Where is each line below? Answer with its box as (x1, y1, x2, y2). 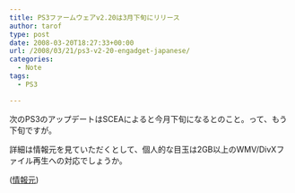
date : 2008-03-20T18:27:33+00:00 (9, 38, 134, 48)
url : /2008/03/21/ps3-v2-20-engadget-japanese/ (9, 47, 191, 56)
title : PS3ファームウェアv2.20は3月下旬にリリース (9, 13, 180, 22)
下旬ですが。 (9, 125, 56, 136)
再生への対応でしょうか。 (32, 154, 127, 166)
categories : (9, 55, 54, 64)
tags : (9, 72, 30, 81)
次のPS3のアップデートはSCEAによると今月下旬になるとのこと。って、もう (9, 113, 288, 124)
